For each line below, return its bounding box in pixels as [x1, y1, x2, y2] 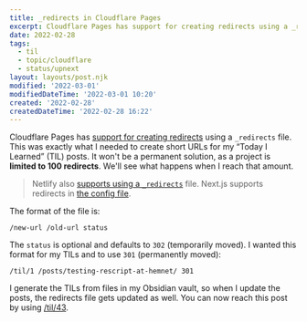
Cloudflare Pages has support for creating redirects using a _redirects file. [9, 131, 292, 142]
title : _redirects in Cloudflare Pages [9, 13, 162, 23]
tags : [9, 38, 30, 48]
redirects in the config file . [31, 188, 132, 199]
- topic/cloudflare [17, 56, 92, 65]
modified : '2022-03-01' [9, 81, 101, 90]
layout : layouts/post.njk [9, 73, 108, 82]
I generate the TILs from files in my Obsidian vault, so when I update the [9, 283, 281, 294]
